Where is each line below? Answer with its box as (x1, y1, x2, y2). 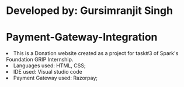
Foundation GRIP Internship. (6, 56, 74, 63)
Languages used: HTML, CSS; (13, 62, 86, 69)
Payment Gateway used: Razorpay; (13, 74, 98, 82)
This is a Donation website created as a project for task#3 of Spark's (13, 50, 179, 57)
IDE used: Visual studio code (13, 68, 83, 75)
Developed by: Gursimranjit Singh (6, 4, 173, 17)
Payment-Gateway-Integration (6, 31, 158, 44)
